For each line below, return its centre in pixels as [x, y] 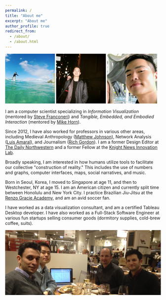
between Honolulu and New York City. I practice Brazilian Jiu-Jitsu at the [79, 193]
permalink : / [19, 10]
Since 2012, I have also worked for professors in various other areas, [75, 131]
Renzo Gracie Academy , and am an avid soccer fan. [58, 198]
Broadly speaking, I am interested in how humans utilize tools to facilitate [79, 162]
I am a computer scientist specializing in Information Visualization [72, 112]
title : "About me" [24, 16]
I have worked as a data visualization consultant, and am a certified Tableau [82, 208]
